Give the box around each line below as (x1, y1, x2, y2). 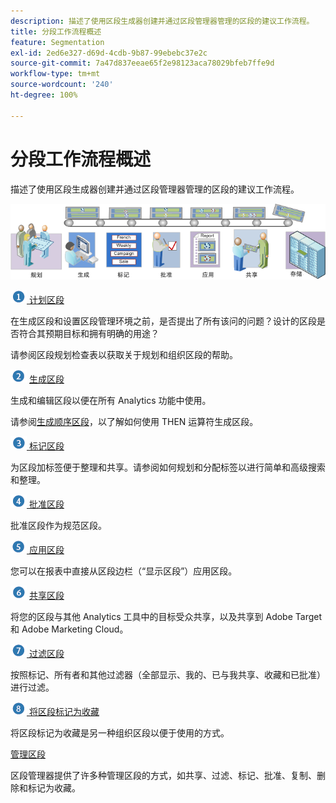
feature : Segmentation (10, 37, 105, 47)
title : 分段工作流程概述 (10, 26, 102, 37)
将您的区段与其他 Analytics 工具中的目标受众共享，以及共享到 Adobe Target (10, 610, 323, 622)
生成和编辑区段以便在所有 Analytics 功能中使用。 (10, 394, 212, 406)
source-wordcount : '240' (10, 80, 114, 90)
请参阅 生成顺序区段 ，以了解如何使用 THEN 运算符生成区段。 (10, 415, 259, 427)
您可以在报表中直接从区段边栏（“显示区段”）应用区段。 (10, 565, 238, 577)
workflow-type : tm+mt (10, 69, 101, 79)
